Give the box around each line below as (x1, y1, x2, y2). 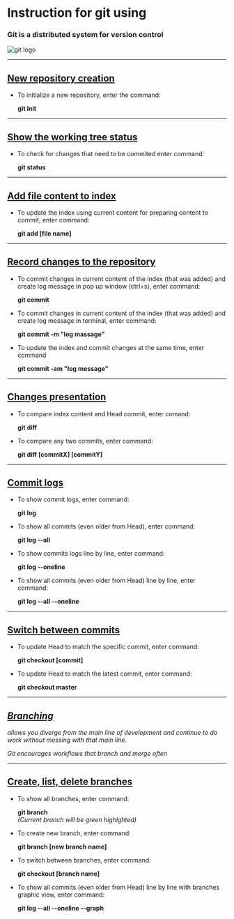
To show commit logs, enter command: (17, 495, 130, 503)
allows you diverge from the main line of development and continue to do (7, 728, 218, 736)
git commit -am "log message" (17, 364, 109, 372)
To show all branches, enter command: (17, 794, 130, 803)
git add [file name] (17, 229, 72, 238)
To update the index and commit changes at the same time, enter (17, 343, 205, 351)
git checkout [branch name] (17, 869, 100, 878)
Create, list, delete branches (7, 776, 133, 788)
